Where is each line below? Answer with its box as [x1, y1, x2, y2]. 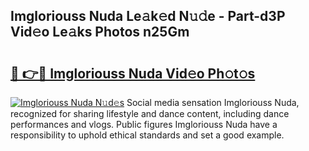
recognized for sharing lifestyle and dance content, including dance [10, 108, 290, 119]
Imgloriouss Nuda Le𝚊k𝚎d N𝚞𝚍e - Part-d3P [10, 8, 286, 25]
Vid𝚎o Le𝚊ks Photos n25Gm [10, 24, 190, 41]
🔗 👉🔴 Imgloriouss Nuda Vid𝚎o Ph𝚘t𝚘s [10, 65, 256, 82]
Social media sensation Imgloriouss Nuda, [126, 97, 300, 108]
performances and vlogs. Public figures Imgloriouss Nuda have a [10, 119, 278, 130]
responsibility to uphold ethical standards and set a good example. [10, 129, 285, 141]
